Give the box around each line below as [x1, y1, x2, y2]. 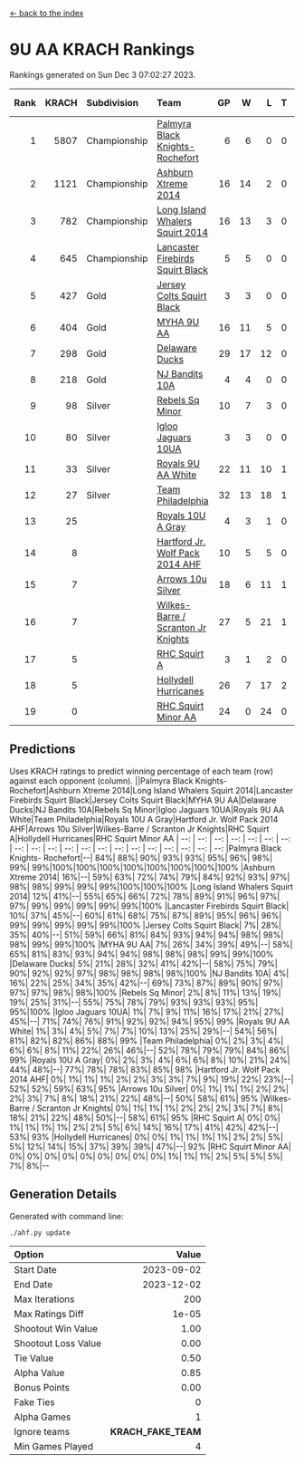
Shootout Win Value [14, 1322, 98, 1334]
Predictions [9, 742, 76, 757]
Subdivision [86, 96, 138, 109]
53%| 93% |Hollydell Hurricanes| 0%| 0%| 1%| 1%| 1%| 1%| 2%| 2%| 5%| [9, 1132, 283, 1142]
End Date [14, 1277, 53, 1290]
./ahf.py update [9, 1228, 71, 1238]
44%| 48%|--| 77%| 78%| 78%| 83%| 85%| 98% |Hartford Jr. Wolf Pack [9, 1064, 280, 1074]
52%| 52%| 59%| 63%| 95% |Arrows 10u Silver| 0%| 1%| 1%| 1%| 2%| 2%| [9, 1083, 290, 1094]
